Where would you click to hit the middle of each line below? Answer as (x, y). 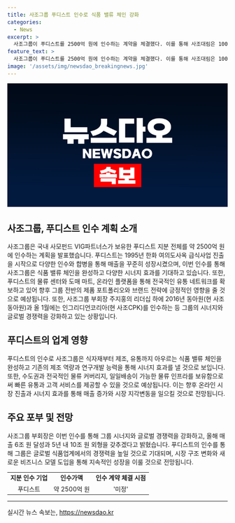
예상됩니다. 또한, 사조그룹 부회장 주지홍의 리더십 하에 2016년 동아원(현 (116, 299)
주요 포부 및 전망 (40, 418)
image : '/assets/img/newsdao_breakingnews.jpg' (78, 66)
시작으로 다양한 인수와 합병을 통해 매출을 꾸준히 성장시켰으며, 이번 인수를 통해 (120, 264)
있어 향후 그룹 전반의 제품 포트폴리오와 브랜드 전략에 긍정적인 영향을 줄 (122, 290)
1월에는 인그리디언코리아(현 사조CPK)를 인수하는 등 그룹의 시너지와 (132, 308)
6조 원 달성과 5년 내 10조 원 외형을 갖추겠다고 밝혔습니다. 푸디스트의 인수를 (116, 444)
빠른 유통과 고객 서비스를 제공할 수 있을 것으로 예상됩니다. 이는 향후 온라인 (115, 385)
